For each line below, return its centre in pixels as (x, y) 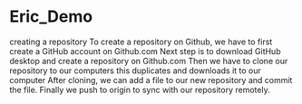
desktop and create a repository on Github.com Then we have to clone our (149, 61)
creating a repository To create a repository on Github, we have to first (141, 42)
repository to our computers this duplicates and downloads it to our (135, 71)
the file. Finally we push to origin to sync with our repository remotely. (140, 90)
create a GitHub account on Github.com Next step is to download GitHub (145, 51)
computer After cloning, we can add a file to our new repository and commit (151, 80)
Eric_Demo (51, 17)
